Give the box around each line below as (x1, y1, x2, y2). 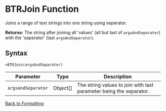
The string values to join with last (77, 81, 154, 88)
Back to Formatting (5, 100, 44, 106)
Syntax (5, 49, 28, 57)
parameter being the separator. (77, 88, 150, 95)
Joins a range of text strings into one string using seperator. (5, 20, 127, 26)
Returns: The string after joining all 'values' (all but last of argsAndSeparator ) (5, 29, 161, 35)
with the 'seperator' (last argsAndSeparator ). (5, 35, 95, 41)
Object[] (52, 84, 73, 91)
